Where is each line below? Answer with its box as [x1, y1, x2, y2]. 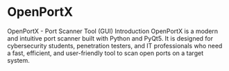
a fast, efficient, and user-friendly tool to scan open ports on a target [7, 49, 203, 57]
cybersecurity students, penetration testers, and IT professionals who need [7, 41, 223, 50]
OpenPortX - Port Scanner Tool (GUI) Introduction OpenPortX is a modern [7, 27, 219, 35]
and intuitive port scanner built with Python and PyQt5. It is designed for [7, 34, 214, 42]
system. [7, 56, 30, 64]
